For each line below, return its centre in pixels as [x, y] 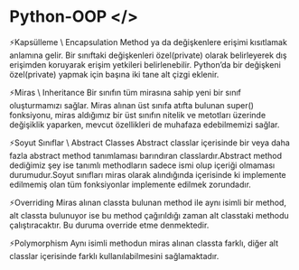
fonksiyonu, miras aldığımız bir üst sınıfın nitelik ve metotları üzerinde [138, 115]
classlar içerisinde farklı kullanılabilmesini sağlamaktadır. [114, 256]
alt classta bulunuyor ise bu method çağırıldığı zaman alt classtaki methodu [149, 215]
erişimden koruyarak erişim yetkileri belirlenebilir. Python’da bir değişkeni [145, 64]
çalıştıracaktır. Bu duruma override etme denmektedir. [109, 225]
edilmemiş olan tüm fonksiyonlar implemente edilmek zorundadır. [130, 184]
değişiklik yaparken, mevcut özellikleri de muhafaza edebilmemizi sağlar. [145, 125]
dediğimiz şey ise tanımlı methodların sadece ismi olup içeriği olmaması [142, 165]
